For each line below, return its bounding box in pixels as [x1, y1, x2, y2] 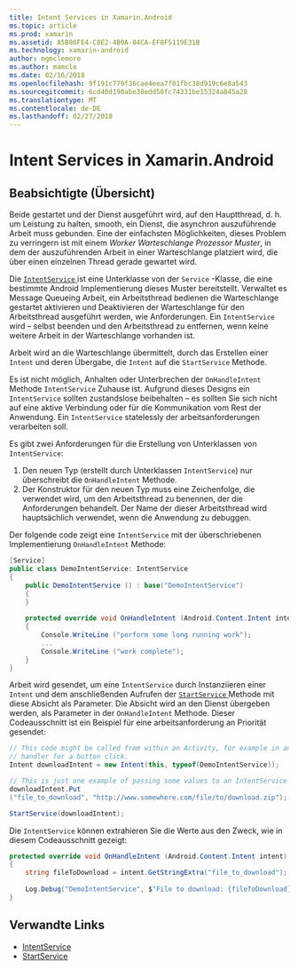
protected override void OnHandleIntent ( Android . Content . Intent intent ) [9, 852, 288, 861]
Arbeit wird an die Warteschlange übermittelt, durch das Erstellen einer [9, 347, 269, 358]
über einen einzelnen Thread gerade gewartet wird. [9, 257, 198, 267]
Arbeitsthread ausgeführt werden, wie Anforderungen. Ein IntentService [9, 312, 275, 322]
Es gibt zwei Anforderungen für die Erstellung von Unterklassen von [9, 439, 257, 449]
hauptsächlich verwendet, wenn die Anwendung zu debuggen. [21, 513, 252, 523]
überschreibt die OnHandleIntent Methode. [21, 474, 177, 485]
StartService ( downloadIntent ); [9, 809, 125, 818]
